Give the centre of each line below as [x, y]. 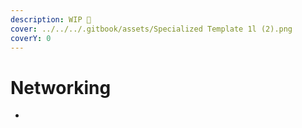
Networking [61, 87]
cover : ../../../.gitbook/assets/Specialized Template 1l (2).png [151, 29]
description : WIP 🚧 [51, 19]
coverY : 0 [31, 38]
